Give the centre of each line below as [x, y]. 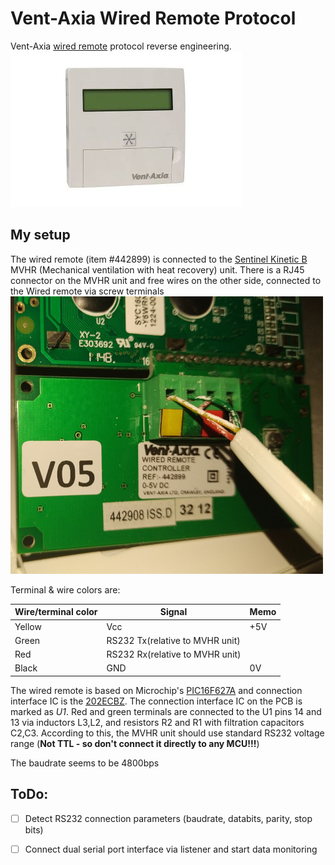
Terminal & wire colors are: [65, 589]
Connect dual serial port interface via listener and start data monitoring [171, 849]
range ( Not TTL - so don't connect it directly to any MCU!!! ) [135, 743]
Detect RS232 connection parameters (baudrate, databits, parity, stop [168, 818]
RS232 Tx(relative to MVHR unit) [173, 640]
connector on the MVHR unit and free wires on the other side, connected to [166, 280]
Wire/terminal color [56, 612]
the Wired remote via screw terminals [87, 291]
